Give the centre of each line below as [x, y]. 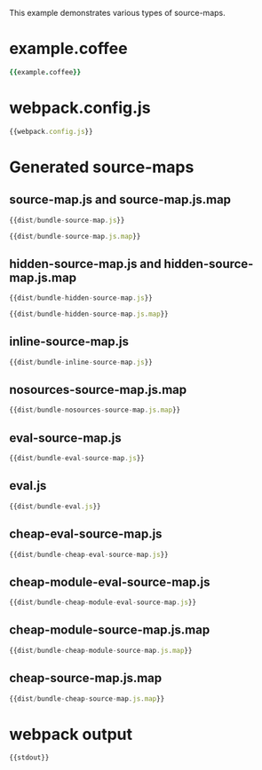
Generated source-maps [102, 167]
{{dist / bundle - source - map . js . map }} [75, 236]
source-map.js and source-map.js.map [120, 200]
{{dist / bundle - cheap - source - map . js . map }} [87, 699]
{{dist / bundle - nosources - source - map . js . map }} [95, 410]
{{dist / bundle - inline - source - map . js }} [81, 362]
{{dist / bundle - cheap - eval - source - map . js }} [89, 554]
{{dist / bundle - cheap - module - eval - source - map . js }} [103, 602]
